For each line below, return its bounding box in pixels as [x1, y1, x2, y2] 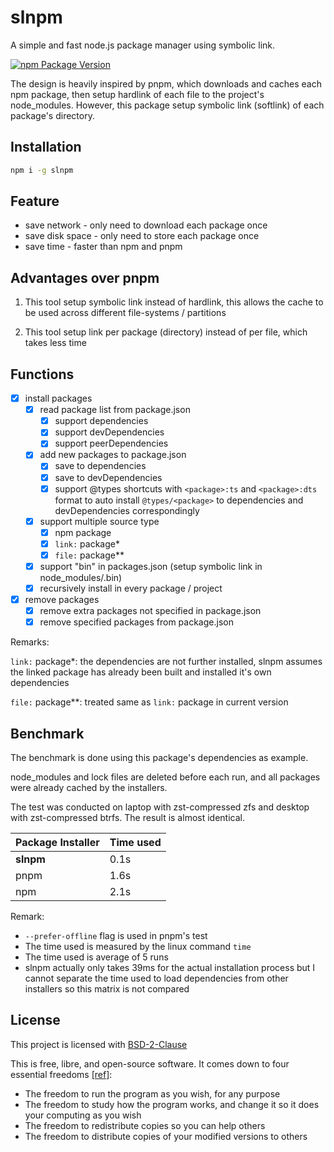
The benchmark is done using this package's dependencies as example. [10, 752, 309, 763]
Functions [10, 366, 75, 383]
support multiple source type [39, 515, 160, 527]
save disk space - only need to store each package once [24, 230, 260, 242]
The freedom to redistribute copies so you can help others [24, 1119, 266, 1131]
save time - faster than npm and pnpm [24, 241, 183, 253]
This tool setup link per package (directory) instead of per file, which [24, 326, 308, 338]
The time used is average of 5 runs [24, 951, 169, 963]
